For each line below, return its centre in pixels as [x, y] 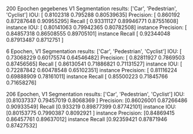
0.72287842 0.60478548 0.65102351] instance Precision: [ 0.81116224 [92, 70]
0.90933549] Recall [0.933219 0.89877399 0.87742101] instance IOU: [91, 107]
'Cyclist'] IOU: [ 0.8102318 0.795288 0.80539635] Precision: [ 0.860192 [93, 15]
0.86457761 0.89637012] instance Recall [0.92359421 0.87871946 [87, 119]
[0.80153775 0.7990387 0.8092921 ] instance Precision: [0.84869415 [91, 113]
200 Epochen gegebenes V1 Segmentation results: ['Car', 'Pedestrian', [91, 9]
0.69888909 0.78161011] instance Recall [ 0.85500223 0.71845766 [87, 76]
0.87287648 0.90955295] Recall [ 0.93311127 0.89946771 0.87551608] [92, 21]
